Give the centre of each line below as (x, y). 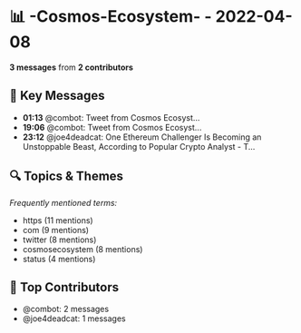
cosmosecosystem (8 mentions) (83, 249)
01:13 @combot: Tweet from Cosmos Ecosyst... (111, 117)
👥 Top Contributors (64, 287)
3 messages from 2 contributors (72, 67)
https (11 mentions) (58, 220)
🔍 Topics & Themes (67, 176)
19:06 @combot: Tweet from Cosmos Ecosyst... (112, 127)
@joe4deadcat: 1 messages (74, 318)
